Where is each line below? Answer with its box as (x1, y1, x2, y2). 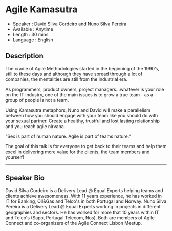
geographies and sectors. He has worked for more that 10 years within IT (5, 209, 159, 215)
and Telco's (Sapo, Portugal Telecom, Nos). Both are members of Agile (5, 214, 155, 221)
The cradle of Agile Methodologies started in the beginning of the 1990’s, (5, 65, 160, 71)
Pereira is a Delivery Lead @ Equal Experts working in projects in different (5, 203, 161, 209)
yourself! (5, 154, 24, 160)
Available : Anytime (12, 26, 54, 32)
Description (5, 52, 44, 60)
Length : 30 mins (12, 31, 49, 37)
